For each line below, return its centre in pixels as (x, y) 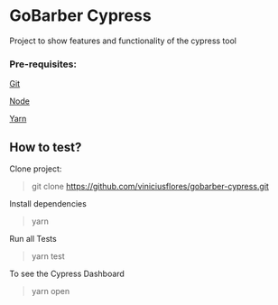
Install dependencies (48, 204)
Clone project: (36, 169)
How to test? (46, 147)
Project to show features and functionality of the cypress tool (123, 41)
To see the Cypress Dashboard (67, 274)
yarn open (51, 291)
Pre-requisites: (43, 64)
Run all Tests (33, 239)
